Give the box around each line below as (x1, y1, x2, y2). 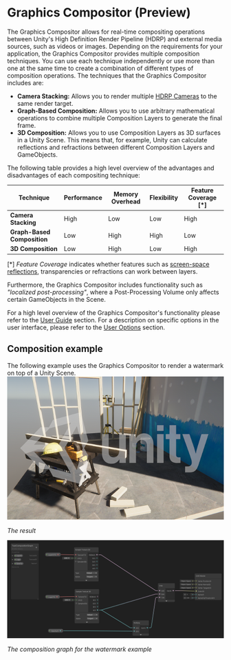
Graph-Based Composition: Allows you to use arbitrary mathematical (16, 107, 215, 115)
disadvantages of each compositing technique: (7, 170, 141, 179)
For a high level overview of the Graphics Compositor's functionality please (7, 308, 221, 317)
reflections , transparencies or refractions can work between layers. (7, 267, 198, 276)
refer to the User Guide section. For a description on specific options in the (7, 316, 219, 324)
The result (7, 526, 36, 534)
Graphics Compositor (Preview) (7, 5, 191, 21)
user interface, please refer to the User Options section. (7, 323, 166, 331)
